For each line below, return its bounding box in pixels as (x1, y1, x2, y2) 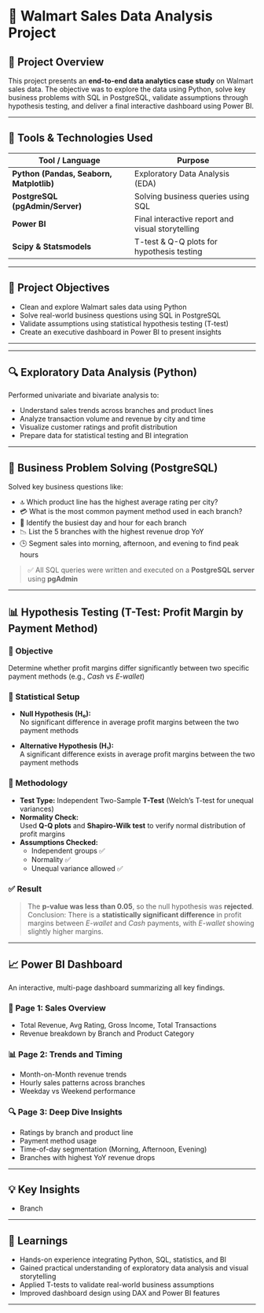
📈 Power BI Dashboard (8, 958, 123, 972)
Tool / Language (38, 154, 101, 166)
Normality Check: (19, 812, 79, 822)
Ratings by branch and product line (19, 1127, 134, 1137)
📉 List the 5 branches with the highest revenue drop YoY (19, 527, 204, 537)
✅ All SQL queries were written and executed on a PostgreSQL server (27, 565, 255, 575)
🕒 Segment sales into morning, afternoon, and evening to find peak (19, 539, 240, 549)
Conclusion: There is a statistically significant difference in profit (27, 909, 242, 919)
